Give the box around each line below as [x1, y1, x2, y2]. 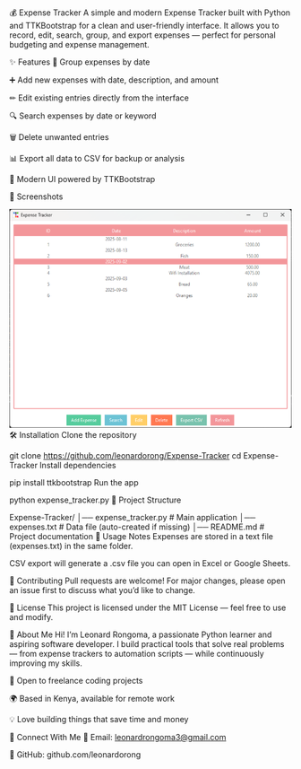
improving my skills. [9, 658, 82, 669]
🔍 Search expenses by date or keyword [9, 110, 157, 121]
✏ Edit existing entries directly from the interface [9, 92, 190, 103]
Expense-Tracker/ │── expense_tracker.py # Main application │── [9, 512, 256, 523]
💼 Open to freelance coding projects [9, 676, 143, 686]
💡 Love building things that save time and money [9, 714, 189, 725]
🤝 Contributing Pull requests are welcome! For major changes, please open [9, 575, 286, 586]
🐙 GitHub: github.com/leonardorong [9, 749, 142, 760]
